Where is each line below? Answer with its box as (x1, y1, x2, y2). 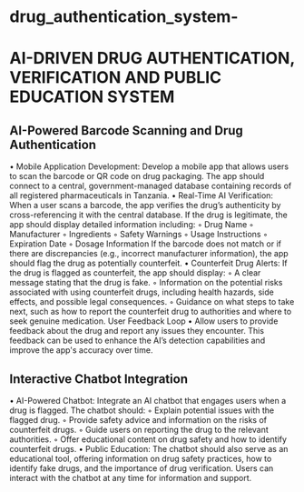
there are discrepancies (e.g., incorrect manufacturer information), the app (9, 248, 289, 259)
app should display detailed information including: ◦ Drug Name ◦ (9, 219, 254, 230)
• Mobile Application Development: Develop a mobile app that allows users (9, 161, 289, 172)
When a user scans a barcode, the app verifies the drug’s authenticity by (9, 200, 281, 211)
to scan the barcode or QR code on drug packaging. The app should (9, 171, 265, 182)
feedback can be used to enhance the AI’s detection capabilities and (9, 335, 266, 346)
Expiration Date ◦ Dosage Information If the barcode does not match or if (9, 238, 281, 249)
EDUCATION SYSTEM (9, 86, 175, 107)
